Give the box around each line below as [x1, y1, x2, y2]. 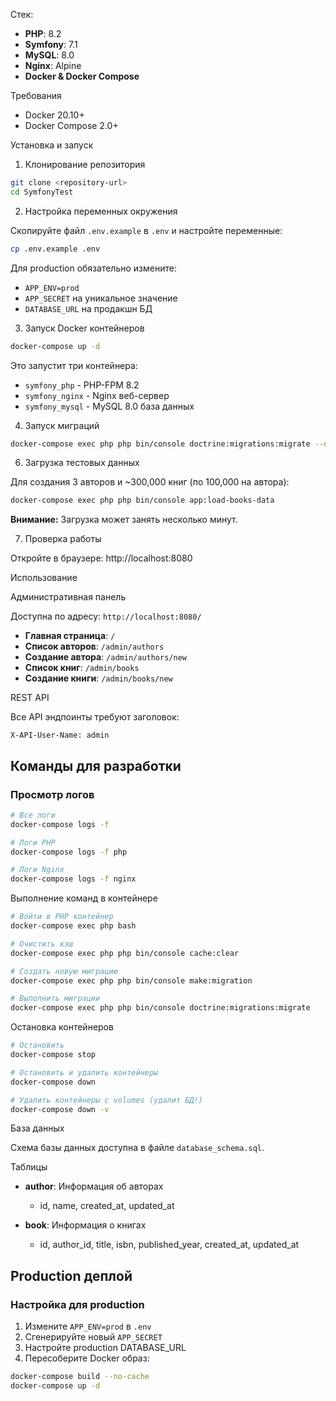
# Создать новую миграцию [10, 966, 118, 976]
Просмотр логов [10, 787, 95, 801]
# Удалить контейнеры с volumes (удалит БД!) [10, 1095, 203, 1105]
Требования [10, 90, 62, 101]
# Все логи [10, 810, 56, 820]
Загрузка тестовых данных [24, 457, 140, 469]
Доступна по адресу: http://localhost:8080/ [10, 610, 202, 623]
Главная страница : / [24, 630, 116, 642]
